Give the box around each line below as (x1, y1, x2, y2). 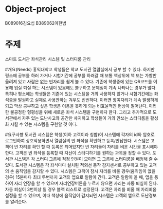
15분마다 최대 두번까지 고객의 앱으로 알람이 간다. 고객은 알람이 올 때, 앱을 (15, 174, 153, 180)
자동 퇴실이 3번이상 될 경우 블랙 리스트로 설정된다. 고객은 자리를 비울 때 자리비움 (5, 186, 157, 192)
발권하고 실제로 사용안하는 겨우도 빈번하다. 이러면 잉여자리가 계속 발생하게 (18, 96, 159, 103)
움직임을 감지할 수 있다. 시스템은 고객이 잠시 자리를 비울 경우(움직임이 (15, 168, 147, 174)
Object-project (5, 3, 66, 15)
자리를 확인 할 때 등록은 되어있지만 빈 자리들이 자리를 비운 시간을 (19, 144, 141, 150)
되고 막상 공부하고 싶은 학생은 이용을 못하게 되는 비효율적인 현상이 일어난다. (5, 103, 148, 109)
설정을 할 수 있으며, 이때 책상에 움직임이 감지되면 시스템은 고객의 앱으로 (5, 192, 140, 198)
